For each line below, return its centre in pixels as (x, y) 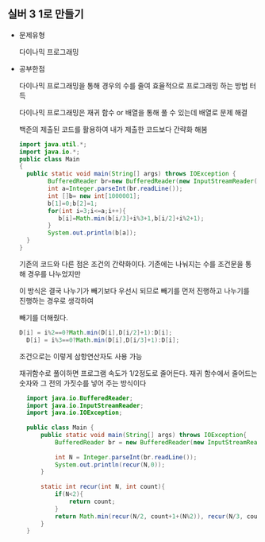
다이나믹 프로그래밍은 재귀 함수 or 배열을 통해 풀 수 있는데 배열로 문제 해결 (133, 112)
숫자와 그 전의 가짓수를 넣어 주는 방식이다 (83, 383)
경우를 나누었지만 (54, 273)
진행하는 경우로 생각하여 (56, 300)
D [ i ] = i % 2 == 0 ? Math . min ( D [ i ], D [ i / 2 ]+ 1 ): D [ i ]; (96, 332)
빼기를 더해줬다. (43, 317)
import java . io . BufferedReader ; (80, 398)
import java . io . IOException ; (75, 413)
